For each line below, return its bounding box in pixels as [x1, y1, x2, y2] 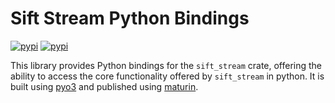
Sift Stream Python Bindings [10, 7, 250, 30]
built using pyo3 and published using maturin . [10, 80, 199, 92]
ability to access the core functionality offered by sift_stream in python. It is [10, 70, 325, 82]
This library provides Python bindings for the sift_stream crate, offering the [10, 59, 323, 71]
